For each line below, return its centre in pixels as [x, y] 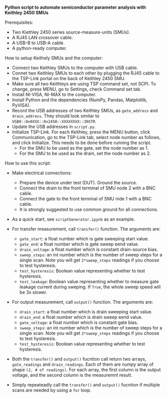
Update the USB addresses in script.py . [54, 126]
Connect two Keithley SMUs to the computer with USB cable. [75, 68]
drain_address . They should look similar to [56, 116]
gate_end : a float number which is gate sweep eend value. [79, 244]
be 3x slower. [33, 292]
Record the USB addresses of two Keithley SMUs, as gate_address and [85, 111]
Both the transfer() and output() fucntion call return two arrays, [79, 359]
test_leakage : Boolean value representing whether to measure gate [89, 281]
